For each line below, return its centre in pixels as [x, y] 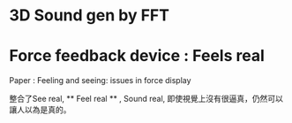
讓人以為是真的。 [40, 110]
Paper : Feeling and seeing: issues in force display [100, 81]
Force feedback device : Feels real [137, 56]
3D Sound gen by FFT [90, 15]
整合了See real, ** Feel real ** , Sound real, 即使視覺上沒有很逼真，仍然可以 [146, 99]
